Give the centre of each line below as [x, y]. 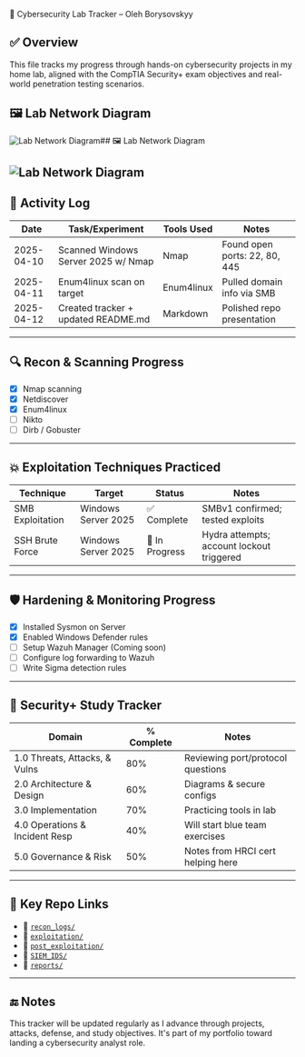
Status [170, 493]
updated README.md [104, 319]
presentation [249, 319]
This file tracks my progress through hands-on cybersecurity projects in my [151, 65]
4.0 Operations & [50, 824]
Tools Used [188, 229]
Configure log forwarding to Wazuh [89, 657]
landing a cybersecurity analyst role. [78, 1043]
